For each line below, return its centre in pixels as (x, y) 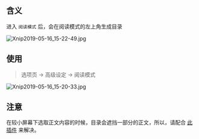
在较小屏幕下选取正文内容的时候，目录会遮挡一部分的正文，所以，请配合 (96, 123)
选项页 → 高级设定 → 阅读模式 (58, 75)
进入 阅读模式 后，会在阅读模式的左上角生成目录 (64, 26)
